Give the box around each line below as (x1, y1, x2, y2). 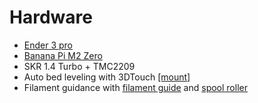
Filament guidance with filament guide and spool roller (23, 81, 248, 93)
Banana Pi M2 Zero (23, 49, 103, 61)
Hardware (9, 6, 93, 29)
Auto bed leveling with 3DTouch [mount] (23, 71, 191, 83)
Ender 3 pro (23, 39, 74, 51)
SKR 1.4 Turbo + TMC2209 (23, 60, 136, 72)
